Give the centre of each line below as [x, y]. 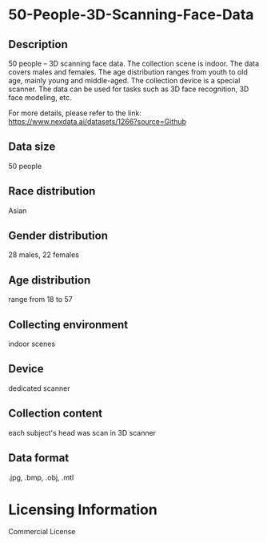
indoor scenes [32, 344]
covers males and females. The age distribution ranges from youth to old [128, 72]
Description [38, 44]
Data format [39, 458]
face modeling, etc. [40, 97]
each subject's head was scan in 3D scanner [82, 432]
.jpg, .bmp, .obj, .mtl [41, 477]
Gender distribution [58, 236]
